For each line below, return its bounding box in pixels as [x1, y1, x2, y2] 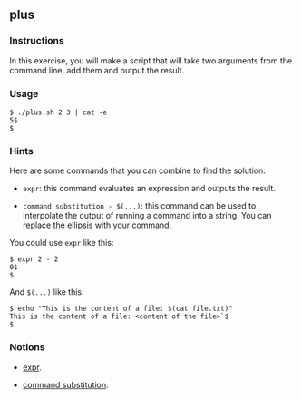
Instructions [9, 34, 65, 47]
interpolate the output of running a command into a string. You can [22, 210, 272, 221]
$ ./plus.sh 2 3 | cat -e [9, 108, 107, 117]
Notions [9, 341, 45, 354]
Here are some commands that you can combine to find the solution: [9, 165, 266, 176]
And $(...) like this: [9, 287, 84, 297]
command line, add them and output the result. [9, 64, 185, 75]
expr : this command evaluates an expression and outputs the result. [22, 183, 277, 194]
